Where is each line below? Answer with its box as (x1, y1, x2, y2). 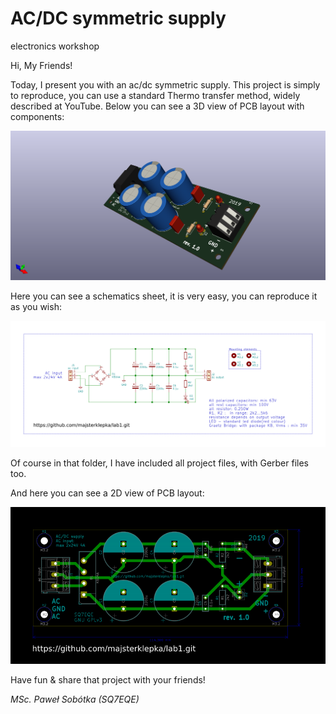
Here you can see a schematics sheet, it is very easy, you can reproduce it (10, 290, 318, 302)
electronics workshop (10, 40, 100, 52)
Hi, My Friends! (10, 59, 73, 71)
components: (10, 110, 65, 122)
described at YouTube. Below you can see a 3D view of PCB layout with (10, 100, 305, 112)
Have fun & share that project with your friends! (10, 673, 206, 686)
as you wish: (10, 300, 62, 312)
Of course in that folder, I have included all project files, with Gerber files (10, 457, 309, 469)
